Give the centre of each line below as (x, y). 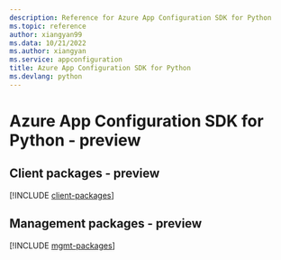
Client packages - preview (85, 174)
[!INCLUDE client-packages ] (62, 195)
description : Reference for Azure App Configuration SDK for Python (140, 18)
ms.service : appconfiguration (66, 60)
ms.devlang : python (46, 77)
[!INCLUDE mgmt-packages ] (62, 246)
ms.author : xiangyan (48, 51)
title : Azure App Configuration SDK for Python (100, 69)
